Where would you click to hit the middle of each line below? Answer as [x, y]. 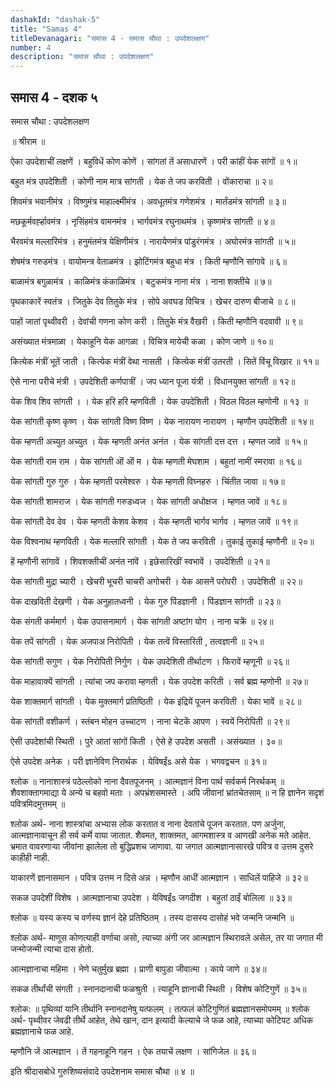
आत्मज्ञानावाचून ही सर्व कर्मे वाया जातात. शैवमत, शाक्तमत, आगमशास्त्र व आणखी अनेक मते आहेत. [161, 835]
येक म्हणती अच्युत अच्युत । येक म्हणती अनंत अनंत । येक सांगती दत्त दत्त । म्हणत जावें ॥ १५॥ [159, 441]
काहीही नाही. [30, 857]
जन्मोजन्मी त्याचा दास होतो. [52, 948]
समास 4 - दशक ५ [54, 97]
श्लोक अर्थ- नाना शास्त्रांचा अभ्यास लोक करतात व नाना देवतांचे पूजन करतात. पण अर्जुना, [148, 823]
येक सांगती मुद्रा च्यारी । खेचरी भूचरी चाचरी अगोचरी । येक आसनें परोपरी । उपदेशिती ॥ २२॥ [156, 581]
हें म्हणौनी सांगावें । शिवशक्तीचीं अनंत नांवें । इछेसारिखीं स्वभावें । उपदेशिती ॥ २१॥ [140, 561]
